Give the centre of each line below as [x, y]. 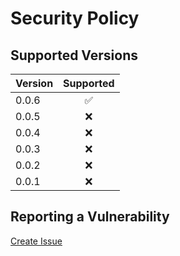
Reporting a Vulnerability [90, 217]
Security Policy [75, 18]
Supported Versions [74, 55]
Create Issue [36, 241]
